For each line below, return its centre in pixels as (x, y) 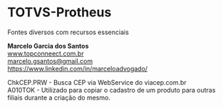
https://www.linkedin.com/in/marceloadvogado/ (78, 68)
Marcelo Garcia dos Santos (48, 46)
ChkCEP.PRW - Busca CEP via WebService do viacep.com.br (97, 82)
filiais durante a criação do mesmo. (59, 98)
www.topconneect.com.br (46, 53)
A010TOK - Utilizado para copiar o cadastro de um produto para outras (111, 90)
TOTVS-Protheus (59, 12)
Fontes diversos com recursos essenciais (68, 32)
